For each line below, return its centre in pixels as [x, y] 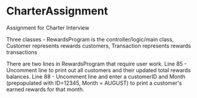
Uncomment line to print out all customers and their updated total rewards [98, 70]
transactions [22, 52]
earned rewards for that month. [45, 89]
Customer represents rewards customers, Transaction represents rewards [98, 46]
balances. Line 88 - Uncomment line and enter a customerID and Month [96, 76]
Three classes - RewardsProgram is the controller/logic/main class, [90, 39]
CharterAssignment [57, 11]
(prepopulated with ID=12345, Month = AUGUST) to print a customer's [94, 83]
